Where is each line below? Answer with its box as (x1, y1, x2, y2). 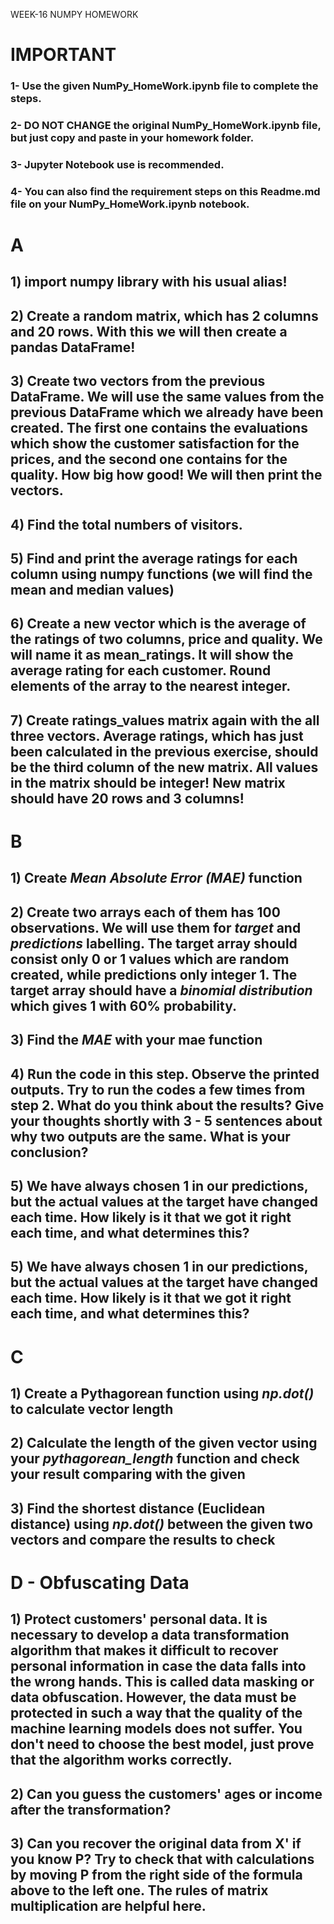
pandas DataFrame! (10, 339, 136, 356)
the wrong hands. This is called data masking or (10, 1674, 315, 1691)
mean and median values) (10, 582, 175, 599)
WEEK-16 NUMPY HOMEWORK (10, 9, 139, 20)
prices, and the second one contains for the (10, 451, 288, 468)
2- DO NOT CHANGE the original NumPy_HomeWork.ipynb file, (10, 119, 322, 133)
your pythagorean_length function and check (10, 1450, 300, 1468)
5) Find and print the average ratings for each (10, 550, 298, 568)
